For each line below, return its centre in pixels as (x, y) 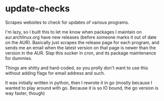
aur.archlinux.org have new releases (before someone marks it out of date (81, 37)
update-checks (38, 9)
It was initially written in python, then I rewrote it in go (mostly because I (79, 83)
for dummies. (19, 58)
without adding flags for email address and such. (55, 73)
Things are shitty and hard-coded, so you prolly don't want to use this (77, 68)
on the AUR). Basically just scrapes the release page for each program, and (82, 42)
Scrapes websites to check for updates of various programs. (67, 22)
